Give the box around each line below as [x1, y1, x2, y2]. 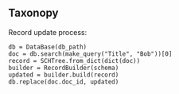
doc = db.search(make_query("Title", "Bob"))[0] [8, 49, 173, 58]
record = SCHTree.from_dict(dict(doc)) [8, 57, 141, 65]
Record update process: [8, 27, 88, 37]
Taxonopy [8, 6, 59, 20]
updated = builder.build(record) [8, 71, 119, 79]
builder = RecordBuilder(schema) [8, 64, 119, 72]
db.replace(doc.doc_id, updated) [8, 77, 119, 86]
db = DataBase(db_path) [8, 43, 88, 51]
